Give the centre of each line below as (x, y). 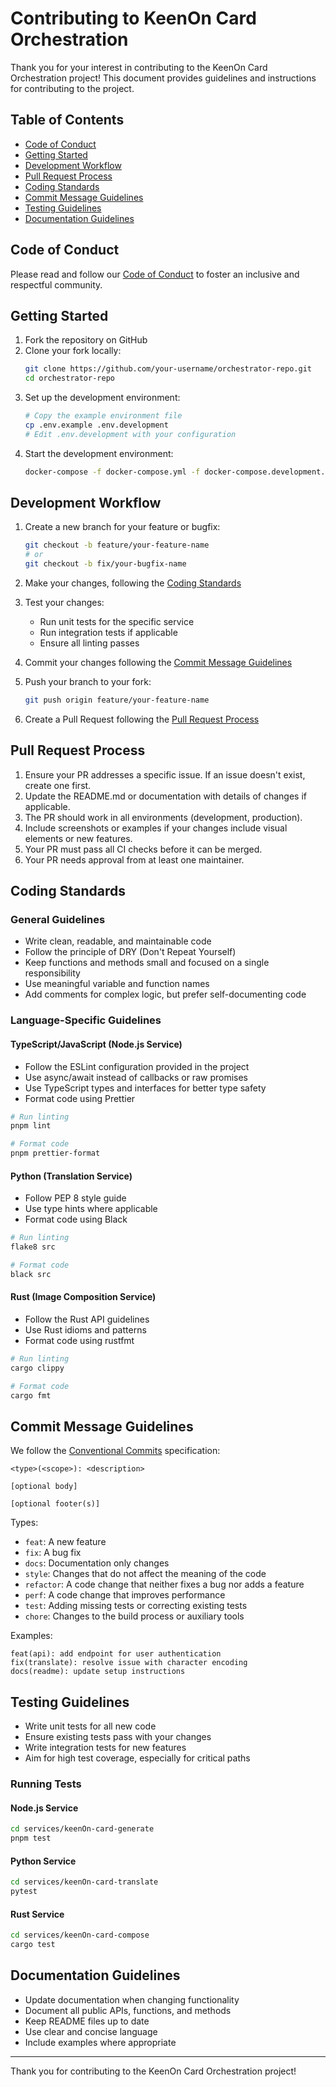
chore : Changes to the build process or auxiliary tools (134, 1616)
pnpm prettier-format (55, 1153)
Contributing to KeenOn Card (133, 18)
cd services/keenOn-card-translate (84, 1882)
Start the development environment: (99, 453)
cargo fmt (31, 1395)
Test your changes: (64, 603)
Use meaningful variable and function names (117, 984)
